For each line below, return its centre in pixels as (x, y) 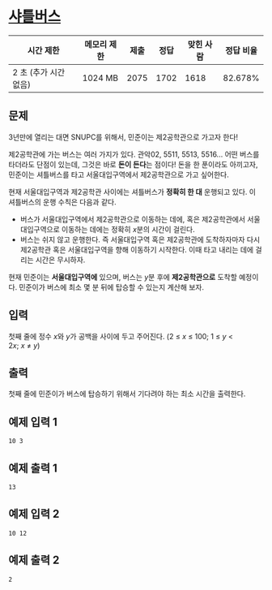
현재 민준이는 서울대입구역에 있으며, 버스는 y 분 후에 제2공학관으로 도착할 (123, 277)
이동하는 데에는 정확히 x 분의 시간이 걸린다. (129, 229)
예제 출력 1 (33, 468)
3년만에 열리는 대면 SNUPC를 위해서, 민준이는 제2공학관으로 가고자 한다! (123, 137)
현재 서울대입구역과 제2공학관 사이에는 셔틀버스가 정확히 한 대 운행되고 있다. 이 (132, 192)
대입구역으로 (40, 229)
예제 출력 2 (34, 560)
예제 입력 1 (33, 422)
